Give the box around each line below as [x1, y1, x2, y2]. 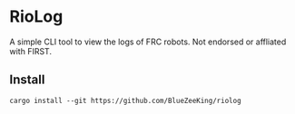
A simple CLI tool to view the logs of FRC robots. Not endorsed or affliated [9, 36, 287, 47]
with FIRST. [9, 45, 53, 56]
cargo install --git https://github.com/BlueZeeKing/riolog [9, 96, 242, 105]
